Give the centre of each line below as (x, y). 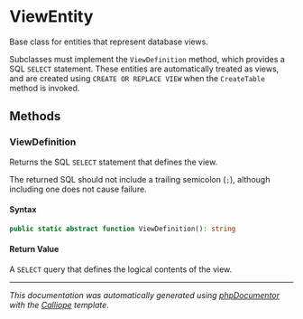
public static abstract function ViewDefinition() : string (123, 229)
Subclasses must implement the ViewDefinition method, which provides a (147, 59)
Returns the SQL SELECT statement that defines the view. (114, 162)
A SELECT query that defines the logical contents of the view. (121, 269)
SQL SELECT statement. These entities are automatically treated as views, (144, 69)
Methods (35, 116)
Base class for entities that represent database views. (109, 42)
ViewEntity (51, 17)
